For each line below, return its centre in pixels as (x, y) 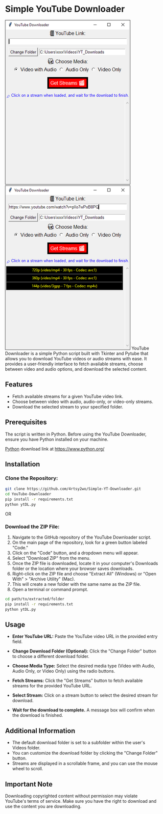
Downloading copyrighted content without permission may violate (71, 796)
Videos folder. (26, 748)
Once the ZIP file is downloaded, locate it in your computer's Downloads (85, 564)
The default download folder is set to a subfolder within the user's (79, 743)
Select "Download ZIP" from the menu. (51, 558)
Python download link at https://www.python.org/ (55, 449)
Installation (23, 464)
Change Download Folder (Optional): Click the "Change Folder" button (84, 651)
